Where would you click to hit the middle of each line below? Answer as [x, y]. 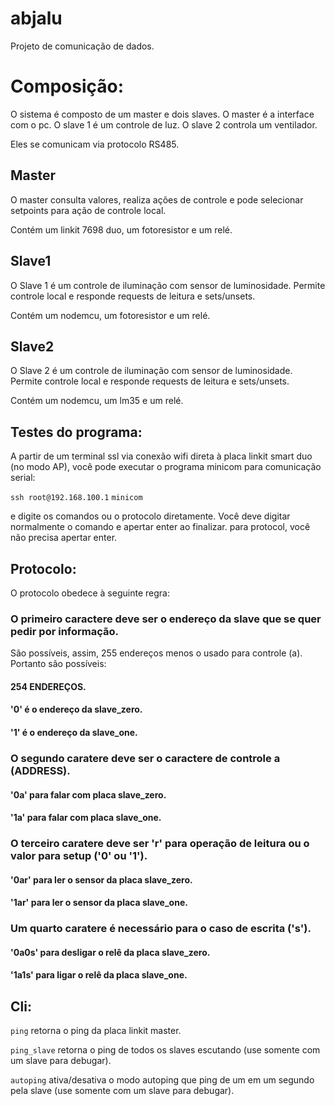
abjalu [36, 18]
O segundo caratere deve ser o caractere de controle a [145, 758]
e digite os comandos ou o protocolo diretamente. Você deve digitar [150, 516]
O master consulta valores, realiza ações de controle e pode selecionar [157, 199]
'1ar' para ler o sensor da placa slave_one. [99, 903]
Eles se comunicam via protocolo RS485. [95, 144]
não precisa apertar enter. [64, 538]
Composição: [67, 86]
